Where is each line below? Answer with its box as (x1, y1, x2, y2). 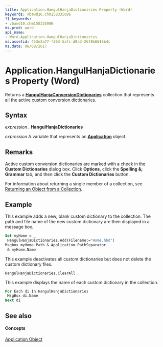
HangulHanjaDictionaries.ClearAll (5, 271, 76, 276)
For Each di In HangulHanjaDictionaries (5, 289, 89, 294)
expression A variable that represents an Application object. (5, 134, 127, 140)
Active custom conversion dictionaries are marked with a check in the (5, 161, 146, 167)
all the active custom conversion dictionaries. (5, 97, 96, 103)
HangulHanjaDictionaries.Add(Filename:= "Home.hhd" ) (7, 238, 115, 243)
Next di (5, 298, 21, 303)
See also (5, 312, 32, 320)
